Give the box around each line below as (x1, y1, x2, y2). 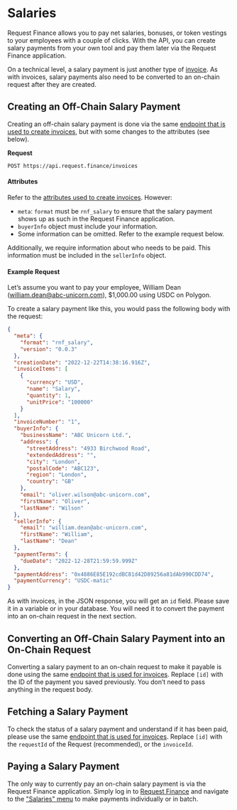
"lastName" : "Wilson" (20, 504, 84, 512)
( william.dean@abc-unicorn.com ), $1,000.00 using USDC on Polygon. (7, 290, 211, 300)
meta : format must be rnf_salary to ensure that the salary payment (17, 206, 213, 215)
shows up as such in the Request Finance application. (17, 214, 175, 223)
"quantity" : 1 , (26, 391, 72, 399)
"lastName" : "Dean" (20, 537, 78, 545)
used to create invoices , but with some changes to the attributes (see (7, 127, 211, 136)
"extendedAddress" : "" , (26, 451, 97, 458)
